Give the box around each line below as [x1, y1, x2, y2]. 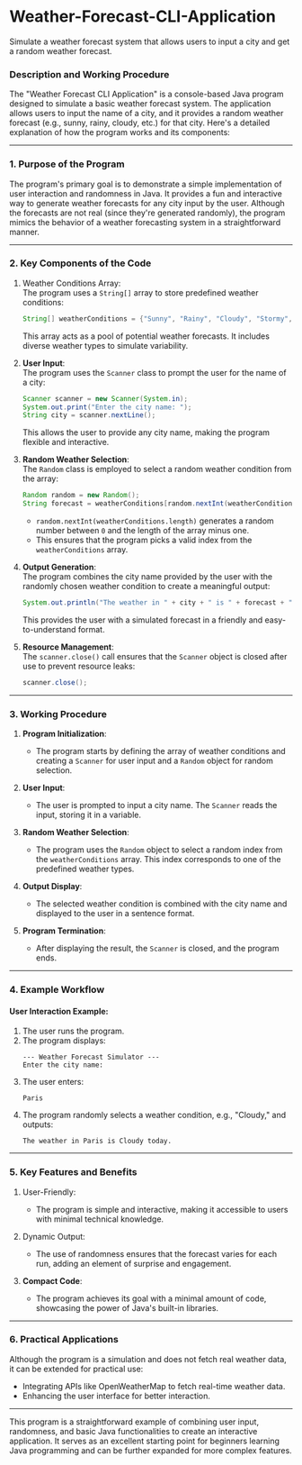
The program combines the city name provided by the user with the [22, 571, 273, 582]
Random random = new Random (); [22, 491, 140, 500]
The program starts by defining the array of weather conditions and [35, 746, 286, 757]
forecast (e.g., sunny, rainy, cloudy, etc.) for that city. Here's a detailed [9, 117, 271, 128]
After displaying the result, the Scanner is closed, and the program [35, 943, 280, 954]
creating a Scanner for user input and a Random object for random [35, 755, 274, 767]
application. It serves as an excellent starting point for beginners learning [9, 1435, 280, 1446]
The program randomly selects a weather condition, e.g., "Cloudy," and [22, 1110, 287, 1121]
